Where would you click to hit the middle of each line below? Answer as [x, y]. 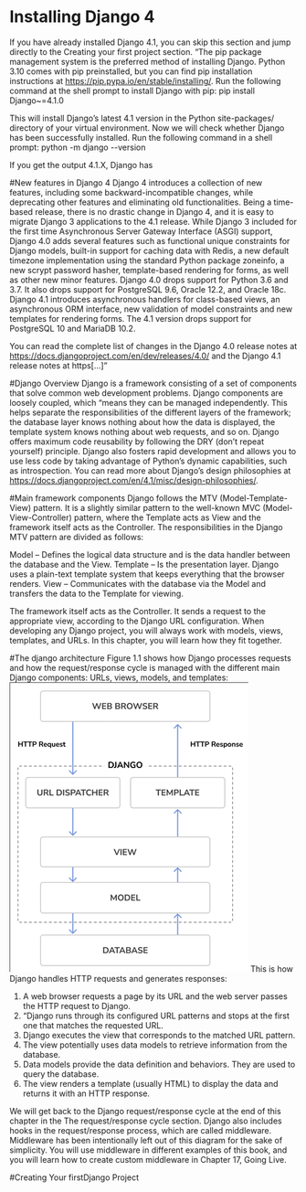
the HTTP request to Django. [76, 1006]
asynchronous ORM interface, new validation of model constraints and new [151, 309]
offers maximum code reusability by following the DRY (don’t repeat [137, 442]
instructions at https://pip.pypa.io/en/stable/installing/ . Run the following [145, 80]
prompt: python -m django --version [78, 147]
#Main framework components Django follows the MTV [113, 498]
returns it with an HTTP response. [86, 1093]
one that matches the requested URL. [93, 1025]
